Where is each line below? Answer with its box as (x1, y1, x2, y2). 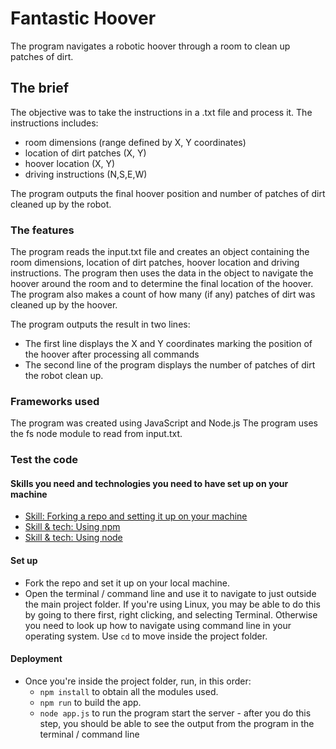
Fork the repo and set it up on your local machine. (24, 577, 230, 589)
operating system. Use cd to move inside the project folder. (24, 630, 268, 642)
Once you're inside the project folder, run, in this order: (24, 675, 252, 687)
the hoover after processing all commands (24, 348, 200, 361)
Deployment (10, 653, 63, 665)
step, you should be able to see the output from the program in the (39, 717, 315, 729)
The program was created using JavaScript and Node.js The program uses (10, 417, 318, 429)
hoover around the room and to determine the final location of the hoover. (10, 278, 314, 290)
